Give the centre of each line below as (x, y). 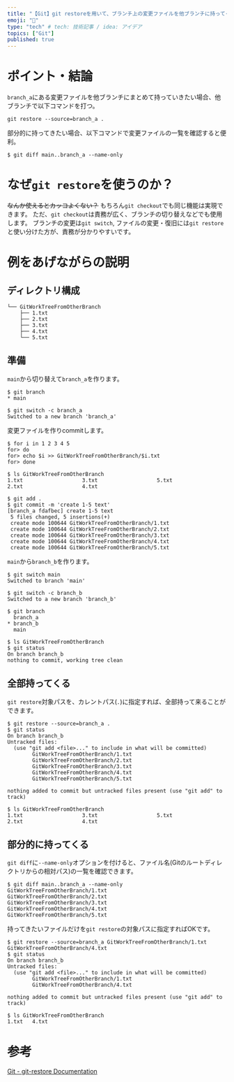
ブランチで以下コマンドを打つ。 (53, 106)
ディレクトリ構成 (44, 290)
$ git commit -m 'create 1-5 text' (59, 505)
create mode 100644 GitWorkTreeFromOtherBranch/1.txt (90, 523)
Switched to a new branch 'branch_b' (62, 599)
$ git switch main (34, 575)
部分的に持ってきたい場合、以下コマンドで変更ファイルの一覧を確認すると (114, 133)
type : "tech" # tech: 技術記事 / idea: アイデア (75, 27)
